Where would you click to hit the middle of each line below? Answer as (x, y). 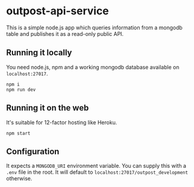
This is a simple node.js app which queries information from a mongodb (95, 27)
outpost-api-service (58, 11)
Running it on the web (47, 108)
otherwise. (19, 179)
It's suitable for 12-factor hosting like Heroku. (62, 122)
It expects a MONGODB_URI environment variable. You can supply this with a (96, 166)
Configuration (33, 151)
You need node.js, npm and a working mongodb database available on (93, 67)
